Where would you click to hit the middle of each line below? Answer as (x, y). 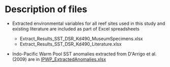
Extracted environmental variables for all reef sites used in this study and (89, 23)
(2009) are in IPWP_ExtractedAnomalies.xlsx (59, 59)
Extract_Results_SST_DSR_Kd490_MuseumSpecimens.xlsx (81, 39)
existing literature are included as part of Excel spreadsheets (76, 28)
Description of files (46, 9)
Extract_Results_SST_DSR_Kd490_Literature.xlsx (70, 44)
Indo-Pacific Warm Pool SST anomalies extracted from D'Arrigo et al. (84, 54)
